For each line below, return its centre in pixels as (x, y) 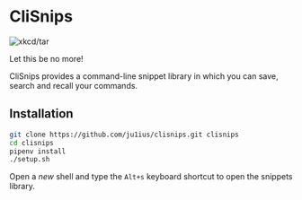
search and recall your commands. (73, 85)
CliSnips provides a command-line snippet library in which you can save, (144, 76)
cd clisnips (31, 143)
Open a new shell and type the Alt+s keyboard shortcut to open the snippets (151, 177)
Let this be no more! (46, 58)
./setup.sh (30, 160)
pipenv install (38, 151)
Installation (41, 114)
